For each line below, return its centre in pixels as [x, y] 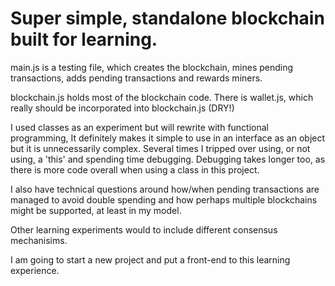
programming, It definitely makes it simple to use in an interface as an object [168, 138]
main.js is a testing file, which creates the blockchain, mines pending [152, 67]
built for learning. [84, 39]
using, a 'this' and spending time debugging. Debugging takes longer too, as [168, 159]
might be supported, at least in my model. [96, 210]
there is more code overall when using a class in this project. [135, 169]
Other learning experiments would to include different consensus [144, 229]
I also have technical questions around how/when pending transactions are [165, 189]
